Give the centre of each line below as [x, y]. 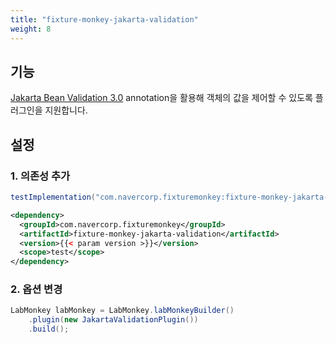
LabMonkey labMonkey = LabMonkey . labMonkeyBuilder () [122, 311]
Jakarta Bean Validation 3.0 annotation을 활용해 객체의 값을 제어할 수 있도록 [161, 98]
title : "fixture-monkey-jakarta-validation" [104, 19]
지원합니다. [66, 110]
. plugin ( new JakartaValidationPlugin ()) [113, 320]
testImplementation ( [53, 197]
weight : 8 [31, 29]
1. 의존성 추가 [40, 176]
